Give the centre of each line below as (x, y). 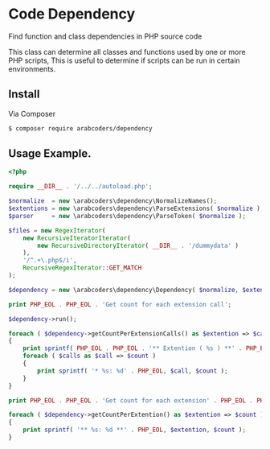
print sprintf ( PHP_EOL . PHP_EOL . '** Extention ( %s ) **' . (133, 348)
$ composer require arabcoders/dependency (80, 128)
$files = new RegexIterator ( (57, 230)
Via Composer (32, 113)
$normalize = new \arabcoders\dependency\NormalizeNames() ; (113, 201)
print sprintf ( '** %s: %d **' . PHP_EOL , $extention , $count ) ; (135, 430)
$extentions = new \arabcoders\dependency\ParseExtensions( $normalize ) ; (136, 209)
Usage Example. (50, 154)
